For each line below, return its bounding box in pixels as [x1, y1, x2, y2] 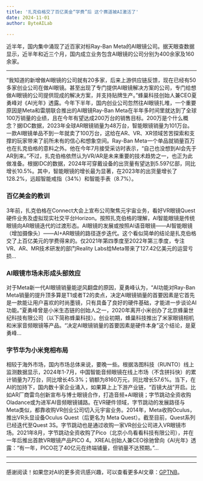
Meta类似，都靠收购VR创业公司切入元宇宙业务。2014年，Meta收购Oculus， [6, 406, 195, 414]
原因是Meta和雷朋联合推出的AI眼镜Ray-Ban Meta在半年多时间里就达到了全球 [6, 107, 197, 114]
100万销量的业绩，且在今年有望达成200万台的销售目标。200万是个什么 [6, 115, 183, 122]
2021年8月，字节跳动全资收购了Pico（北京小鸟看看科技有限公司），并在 [16, 429, 194, 437]
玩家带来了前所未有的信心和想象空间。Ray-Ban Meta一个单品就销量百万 [16, 137, 195, 144]
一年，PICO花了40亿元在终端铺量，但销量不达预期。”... [24, 444, 159, 452]
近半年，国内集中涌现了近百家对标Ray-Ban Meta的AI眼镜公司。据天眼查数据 [6, 43, 195, 50]
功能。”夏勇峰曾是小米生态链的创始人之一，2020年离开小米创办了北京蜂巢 [6, 306, 188, 314]
